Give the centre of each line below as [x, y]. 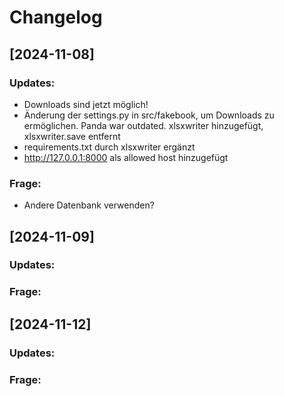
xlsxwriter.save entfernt [72, 136]
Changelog [56, 17]
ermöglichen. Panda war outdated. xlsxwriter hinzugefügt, [143, 125]
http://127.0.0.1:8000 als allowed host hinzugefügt [126, 157]
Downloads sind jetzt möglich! [86, 104]
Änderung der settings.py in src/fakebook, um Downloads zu [149, 115]
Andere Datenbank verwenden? [89, 205]
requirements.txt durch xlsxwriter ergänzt [109, 147]
